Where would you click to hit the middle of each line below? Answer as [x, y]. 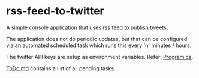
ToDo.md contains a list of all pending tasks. [61, 68]
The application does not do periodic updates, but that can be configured [97, 39]
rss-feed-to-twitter [55, 11]
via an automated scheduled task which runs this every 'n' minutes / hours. [99, 45]
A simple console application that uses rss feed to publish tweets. [87, 27]
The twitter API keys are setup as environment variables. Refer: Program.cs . [100, 57]
